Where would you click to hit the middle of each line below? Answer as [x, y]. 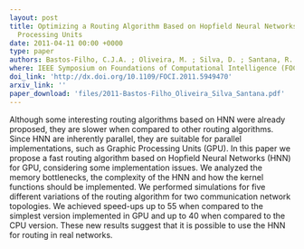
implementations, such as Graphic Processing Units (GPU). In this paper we [150, 148]
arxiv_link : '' [38, 85]
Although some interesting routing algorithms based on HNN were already [147, 120]
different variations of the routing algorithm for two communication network [150, 196]
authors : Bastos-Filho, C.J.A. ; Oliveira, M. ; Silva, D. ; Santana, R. [152, 60]
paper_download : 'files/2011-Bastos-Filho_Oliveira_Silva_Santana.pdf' [147, 93]
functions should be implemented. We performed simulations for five [138, 187]
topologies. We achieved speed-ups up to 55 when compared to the [137, 206]
